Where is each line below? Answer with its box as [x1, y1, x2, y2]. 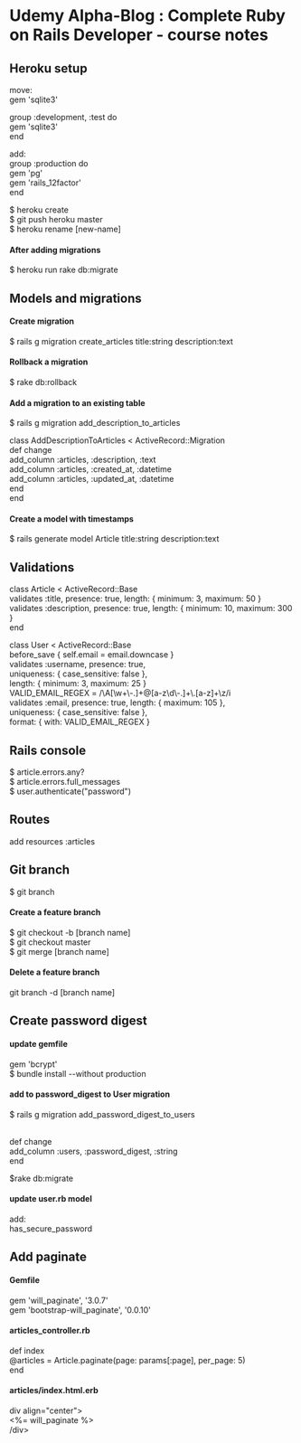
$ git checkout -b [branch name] [9, 927, 131, 938]
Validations [9, 560, 75, 575]
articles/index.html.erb [9, 1385, 99, 1396]
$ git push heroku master [9, 214, 104, 224]
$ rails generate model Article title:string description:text [9, 533, 220, 544]
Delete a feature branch [9, 967, 100, 977]
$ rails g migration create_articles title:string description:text [9, 335, 233, 346]
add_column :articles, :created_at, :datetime [9, 464, 172, 475]
